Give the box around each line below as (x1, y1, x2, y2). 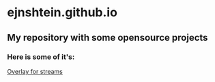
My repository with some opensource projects (7, 32, 208, 43)
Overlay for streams (7, 67, 63, 75)
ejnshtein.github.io (7, 5, 118, 20)
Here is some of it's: (7, 52, 75, 62)
